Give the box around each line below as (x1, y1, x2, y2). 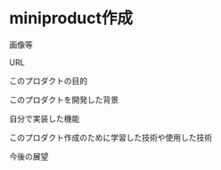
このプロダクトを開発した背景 (9, 94, 119, 105)
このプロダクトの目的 (9, 75, 87, 85)
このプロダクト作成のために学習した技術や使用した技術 (9, 132, 212, 142)
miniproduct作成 (9, 8, 134, 28)
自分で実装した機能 (9, 113, 80, 124)
